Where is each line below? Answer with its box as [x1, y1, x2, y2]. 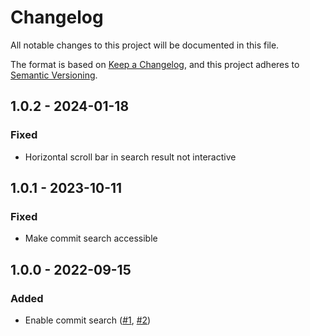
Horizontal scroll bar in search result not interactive [24, 151, 237, 163]
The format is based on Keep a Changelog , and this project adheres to [10, 58, 300, 70]
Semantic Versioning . [10, 69, 98, 81]
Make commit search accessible [24, 232, 158, 245]
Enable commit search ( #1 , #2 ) [24, 314, 152, 326]
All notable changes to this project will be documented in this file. [10, 39, 280, 51]
